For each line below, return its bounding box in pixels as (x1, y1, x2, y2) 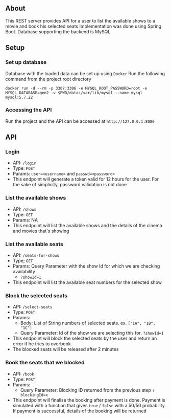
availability (12, 269, 36, 275)
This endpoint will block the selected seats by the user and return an (12, 335, 157, 342)
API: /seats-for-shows (12, 252, 60, 258)
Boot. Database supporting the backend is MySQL (5, 28, 111, 35)
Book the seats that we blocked (5, 359, 85, 366)
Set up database (5, 59, 47, 66)
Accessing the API (5, 106, 52, 114)
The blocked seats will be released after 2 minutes (12, 346, 119, 352)
